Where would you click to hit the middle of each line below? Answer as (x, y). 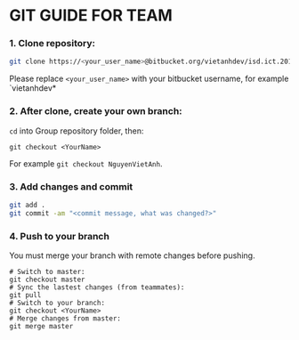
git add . (28, 205)
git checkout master (48, 279)
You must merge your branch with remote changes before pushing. (132, 255)
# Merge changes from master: (65, 319)
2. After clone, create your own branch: (96, 111)
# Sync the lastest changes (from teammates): (97, 287)
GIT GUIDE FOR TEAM (91, 16)
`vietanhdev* (33, 88)
